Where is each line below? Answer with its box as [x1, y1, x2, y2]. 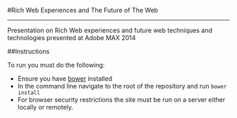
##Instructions [7, 47, 50, 55]
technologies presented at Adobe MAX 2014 [7, 34, 136, 41]
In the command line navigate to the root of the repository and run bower [17, 82, 227, 90]
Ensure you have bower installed [17, 74, 113, 83]
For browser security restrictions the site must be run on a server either [17, 96, 226, 104]
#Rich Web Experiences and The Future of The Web [7, 6, 159, 14]
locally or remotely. [17, 103, 74, 111]
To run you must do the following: [7, 61, 105, 69]
